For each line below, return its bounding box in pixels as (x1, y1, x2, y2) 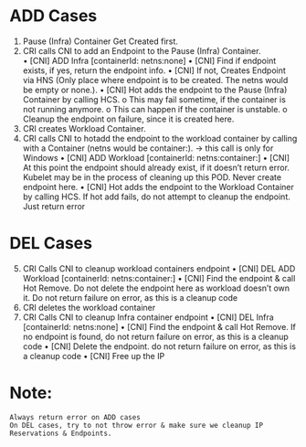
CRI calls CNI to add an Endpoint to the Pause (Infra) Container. (22, 45, 261, 56)
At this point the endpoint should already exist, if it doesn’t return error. (22, 162, 290, 173)
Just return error (22, 200, 86, 211)
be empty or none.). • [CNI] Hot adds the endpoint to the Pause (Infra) (22, 84, 288, 95)
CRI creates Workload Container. (22, 122, 146, 133)
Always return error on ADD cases (9, 412, 142, 421)
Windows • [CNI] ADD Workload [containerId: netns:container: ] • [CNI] (22, 152, 290, 163)
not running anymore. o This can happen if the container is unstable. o (22, 103, 288, 114)
